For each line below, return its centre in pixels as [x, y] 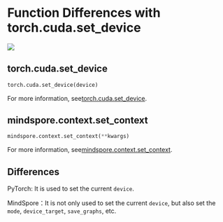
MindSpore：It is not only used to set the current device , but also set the [111, 203]
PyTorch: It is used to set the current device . [71, 189]
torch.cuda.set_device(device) [53, 85]
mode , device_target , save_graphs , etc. [62, 211]
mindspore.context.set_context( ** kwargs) [69, 137]
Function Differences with [84, 13]
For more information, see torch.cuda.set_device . [77, 98]
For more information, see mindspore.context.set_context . [90, 150]
